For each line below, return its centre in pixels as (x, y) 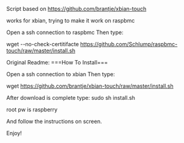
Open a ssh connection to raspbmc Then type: (65, 32)
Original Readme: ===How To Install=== (57, 62)
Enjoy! (14, 133)
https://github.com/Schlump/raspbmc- (129, 44)
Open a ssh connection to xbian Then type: (61, 74)
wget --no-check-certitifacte (43, 44)
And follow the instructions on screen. (54, 121)
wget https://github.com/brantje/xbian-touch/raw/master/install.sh (90, 86)
